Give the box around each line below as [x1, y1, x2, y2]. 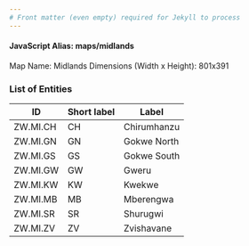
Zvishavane [123, 222, 172, 234]
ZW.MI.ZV [13, 222, 56, 234]
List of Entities [9, 82, 73, 94]
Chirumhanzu [123, 121, 181, 134]
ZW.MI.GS [13, 150, 56, 162]
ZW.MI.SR [13, 208, 55, 220]
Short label [67, 106, 116, 119]
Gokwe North [123, 135, 180, 148]
